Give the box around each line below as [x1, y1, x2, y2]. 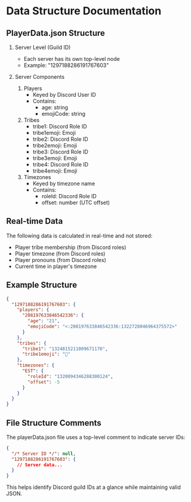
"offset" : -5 [27, 379, 60, 385]
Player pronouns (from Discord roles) [14, 256, 106, 263]
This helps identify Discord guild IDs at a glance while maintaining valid [6, 483, 181, 491]
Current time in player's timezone [14, 263, 97, 270]
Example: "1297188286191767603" [23, 61, 109, 69]
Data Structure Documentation [6, 4, 162, 18]
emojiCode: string [41, 110, 85, 117]
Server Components [14, 73, 64, 80]
